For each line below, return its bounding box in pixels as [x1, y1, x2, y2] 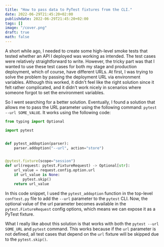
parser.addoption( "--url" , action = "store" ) [14, 146, 104, 150]
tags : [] [5, 21, 23, 26]
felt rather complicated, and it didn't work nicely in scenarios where [5, 84, 141, 90]
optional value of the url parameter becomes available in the [5, 200, 126, 206]
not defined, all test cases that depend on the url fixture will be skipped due [5, 231, 159, 237]
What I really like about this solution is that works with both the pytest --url [5, 221, 159, 226]
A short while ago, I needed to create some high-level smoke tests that [5, 48, 148, 54]
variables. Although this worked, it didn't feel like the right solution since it [5, 79, 154, 85]
